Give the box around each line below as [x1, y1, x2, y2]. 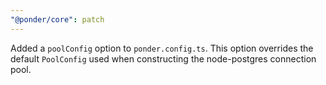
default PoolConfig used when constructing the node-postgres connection [10, 52, 317, 65]
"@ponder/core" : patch [10, 14, 105, 25]
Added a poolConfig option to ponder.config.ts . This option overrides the [10, 42, 314, 54]
